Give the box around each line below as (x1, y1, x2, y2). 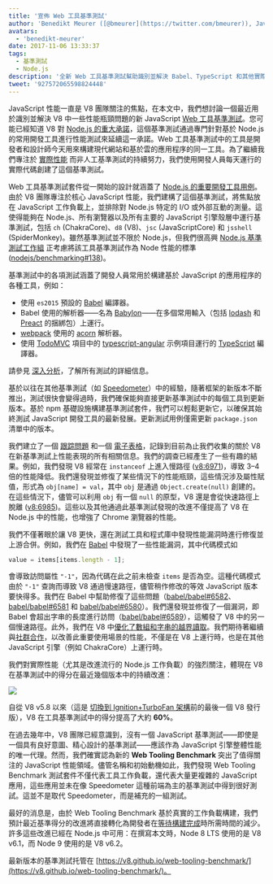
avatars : (8, 27, 38, 35)
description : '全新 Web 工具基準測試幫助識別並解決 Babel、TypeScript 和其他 (8, 72, 254, 81)
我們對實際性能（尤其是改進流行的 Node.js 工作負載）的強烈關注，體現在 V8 (8, 660, 263, 669)
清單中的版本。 (8, 424, 58, 433)
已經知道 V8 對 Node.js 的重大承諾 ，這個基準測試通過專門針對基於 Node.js (15, 124, 265, 133)
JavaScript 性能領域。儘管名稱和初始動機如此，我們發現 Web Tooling (24, 760, 256, 770)
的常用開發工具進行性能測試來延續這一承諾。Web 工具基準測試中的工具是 (8, 133, 253, 143)
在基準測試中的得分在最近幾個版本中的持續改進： (8, 670, 172, 680)
